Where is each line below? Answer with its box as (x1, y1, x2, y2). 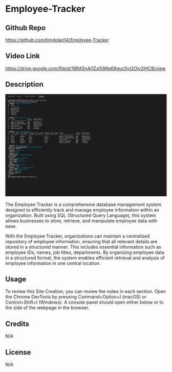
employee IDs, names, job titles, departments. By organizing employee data (5, 249, 165, 255)
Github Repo (5, 24, 46, 32)
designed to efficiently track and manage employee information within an (5, 206, 160, 213)
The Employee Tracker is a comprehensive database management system (5, 201, 162, 207)
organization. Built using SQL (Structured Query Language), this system (5, 212, 156, 218)
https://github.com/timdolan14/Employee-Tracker (5, 37, 109, 43)
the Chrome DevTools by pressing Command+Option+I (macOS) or (5, 294, 147, 300)
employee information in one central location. (5, 260, 101, 266)
